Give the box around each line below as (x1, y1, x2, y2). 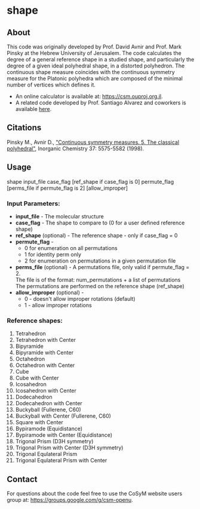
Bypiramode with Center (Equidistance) (15, 431, 113, 439)
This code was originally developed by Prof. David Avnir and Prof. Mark (7, 43, 181, 50)
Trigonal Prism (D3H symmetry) (15, 438, 94, 445)
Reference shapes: (7, 316, 63, 325)
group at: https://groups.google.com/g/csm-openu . (7, 496, 133, 504)
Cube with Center (15, 374, 59, 382)
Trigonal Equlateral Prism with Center (15, 457, 107, 464)
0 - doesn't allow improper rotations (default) (24, 295, 136, 302)
